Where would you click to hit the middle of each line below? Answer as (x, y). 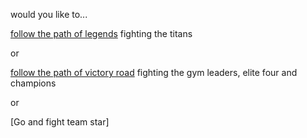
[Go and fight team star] (60, 122)
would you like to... (49, 14)
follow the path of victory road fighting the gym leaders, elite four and (154, 72)
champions (33, 83)
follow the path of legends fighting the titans (101, 33)
